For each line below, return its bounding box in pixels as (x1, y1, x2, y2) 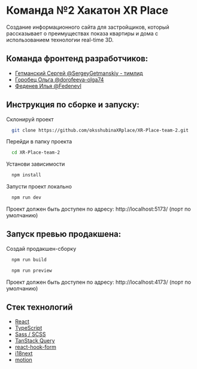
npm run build (11, 256, 47, 263)
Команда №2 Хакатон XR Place (6, 4, 169, 17)
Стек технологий (6, 302, 73, 313)
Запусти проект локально (6, 183, 72, 190)
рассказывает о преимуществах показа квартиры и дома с (6, 29, 159, 37)
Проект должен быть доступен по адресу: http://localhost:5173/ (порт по (6, 205, 191, 213)
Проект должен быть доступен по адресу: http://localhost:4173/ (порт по (6, 278, 192, 286)
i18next (14, 350, 33, 357)
